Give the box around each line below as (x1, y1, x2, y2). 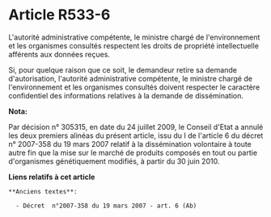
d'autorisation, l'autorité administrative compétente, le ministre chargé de (8, 73, 253, 83)
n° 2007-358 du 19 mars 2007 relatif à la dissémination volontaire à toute (8, 139, 252, 148)
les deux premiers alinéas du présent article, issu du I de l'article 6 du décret (8, 131, 264, 140)
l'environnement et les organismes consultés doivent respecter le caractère (8, 82, 260, 92)
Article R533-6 (8, 6, 111, 24)
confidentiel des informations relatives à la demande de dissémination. (8, 90, 244, 100)
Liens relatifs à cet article (8, 172, 95, 182)
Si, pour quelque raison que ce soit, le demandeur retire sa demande (8, 65, 237, 74)
